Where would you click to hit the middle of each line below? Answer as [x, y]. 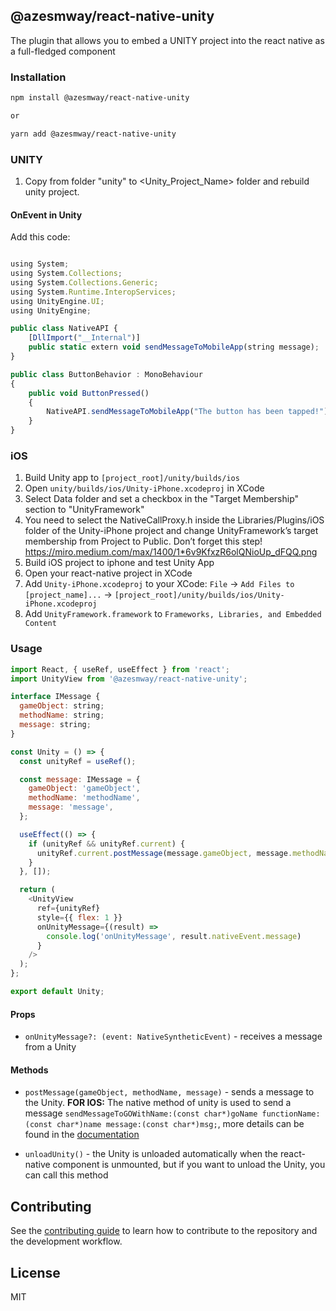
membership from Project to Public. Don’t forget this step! [143, 541]
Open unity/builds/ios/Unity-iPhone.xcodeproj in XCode [144, 488]
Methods [29, 1070]
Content [40, 624]
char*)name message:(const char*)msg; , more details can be [180, 1124]
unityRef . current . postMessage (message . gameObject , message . [164, 853]
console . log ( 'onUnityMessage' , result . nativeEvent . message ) [174, 936]
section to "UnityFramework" [84, 510]
